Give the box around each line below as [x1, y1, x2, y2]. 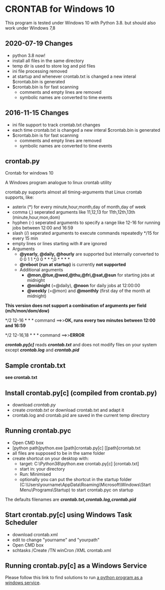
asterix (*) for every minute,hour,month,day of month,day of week [12, 204, 146, 210]
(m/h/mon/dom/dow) [5, 308, 50, 314]
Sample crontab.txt [5, 361, 66, 369]
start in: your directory [19, 466, 65, 472]
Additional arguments [19, 267, 63, 273]
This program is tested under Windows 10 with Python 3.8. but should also [5, 20, 156, 26]
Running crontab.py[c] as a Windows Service [5, 561, 147, 570]
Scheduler [5, 518, 38, 527]
